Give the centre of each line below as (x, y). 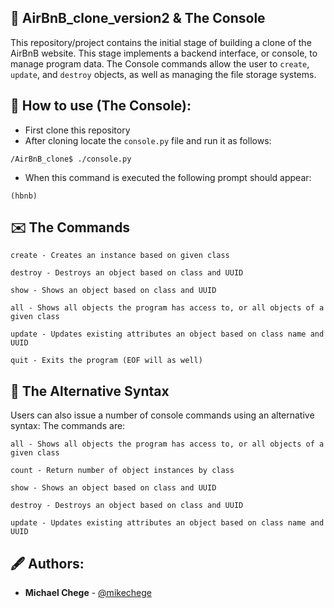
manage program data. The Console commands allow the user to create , (160, 63)
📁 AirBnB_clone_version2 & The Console (138, 18)
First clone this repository (77, 130)
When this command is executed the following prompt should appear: (168, 177)
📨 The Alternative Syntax (90, 391)
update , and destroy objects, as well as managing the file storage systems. (163, 74)
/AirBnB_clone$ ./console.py (71, 159)
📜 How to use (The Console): (101, 106)
